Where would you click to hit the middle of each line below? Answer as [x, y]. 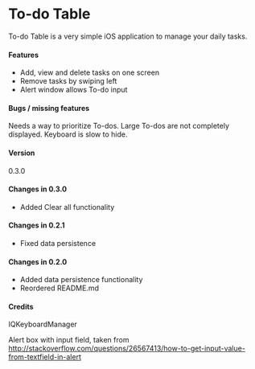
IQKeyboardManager [43, 324]
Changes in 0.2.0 [38, 261]
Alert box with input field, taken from [69, 340]
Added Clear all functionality [67, 207]
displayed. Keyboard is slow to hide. [68, 134]
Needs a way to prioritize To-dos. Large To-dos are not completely [119, 126]
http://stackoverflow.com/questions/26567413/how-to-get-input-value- [127, 348]
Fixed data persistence [58, 243]
